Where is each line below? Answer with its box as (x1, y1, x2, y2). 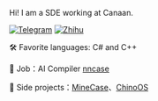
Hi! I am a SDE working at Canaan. (9, 8, 134, 18)
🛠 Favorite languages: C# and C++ (9, 42, 138, 52)
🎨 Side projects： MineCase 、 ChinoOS (9, 83, 148, 92)
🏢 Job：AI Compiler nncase (9, 63, 110, 74)
